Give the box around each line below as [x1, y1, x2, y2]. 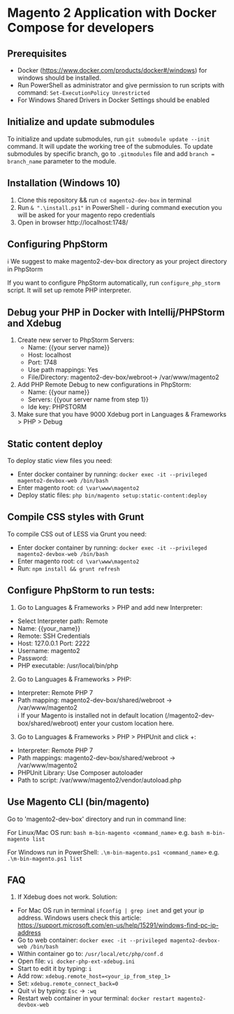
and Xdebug [7, 317, 61, 329]
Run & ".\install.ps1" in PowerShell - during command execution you [17, 203, 222, 211]
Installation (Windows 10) [7, 177, 121, 190]
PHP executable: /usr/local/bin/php [17, 661, 119, 669]
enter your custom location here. [80, 719, 175, 727]
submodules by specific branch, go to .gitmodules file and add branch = [7, 149, 215, 158]
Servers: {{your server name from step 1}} [27, 395, 149, 404]
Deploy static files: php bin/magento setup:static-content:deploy [17, 491, 207, 499]
